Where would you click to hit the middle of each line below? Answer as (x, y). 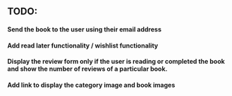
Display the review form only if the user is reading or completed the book (116, 62)
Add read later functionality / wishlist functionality (83, 46)
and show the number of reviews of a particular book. (87, 69)
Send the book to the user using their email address (85, 29)
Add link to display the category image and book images (91, 85)
